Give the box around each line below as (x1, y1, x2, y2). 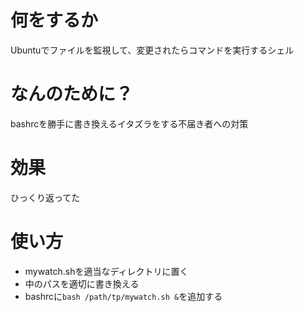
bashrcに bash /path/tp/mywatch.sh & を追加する (24, 290, 223, 302)
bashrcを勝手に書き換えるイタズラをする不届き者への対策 (10, 117, 249, 130)
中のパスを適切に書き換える (24, 277, 140, 290)
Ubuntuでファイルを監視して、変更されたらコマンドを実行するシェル (10, 44, 295, 56)
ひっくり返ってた (10, 191, 81, 203)
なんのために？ (10, 83, 134, 106)
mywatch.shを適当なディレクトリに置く (24, 265, 189, 277)
